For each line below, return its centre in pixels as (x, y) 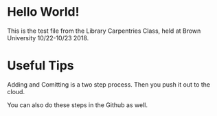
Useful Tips (41, 66)
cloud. (16, 91)
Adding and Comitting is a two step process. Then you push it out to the (109, 84)
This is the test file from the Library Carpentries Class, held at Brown (104, 31)
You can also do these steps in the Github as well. (77, 105)
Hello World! (43, 12)
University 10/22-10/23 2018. (48, 38)
